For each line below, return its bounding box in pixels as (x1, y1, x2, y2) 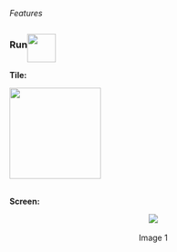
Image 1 (138, 232, 169, 243)
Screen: (9, 196, 40, 207)
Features (9, 8, 43, 18)
